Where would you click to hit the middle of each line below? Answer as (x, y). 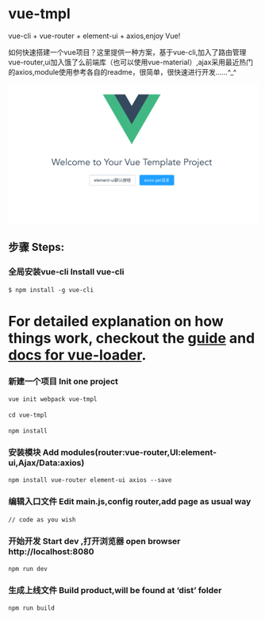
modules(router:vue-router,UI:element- (138, 452)
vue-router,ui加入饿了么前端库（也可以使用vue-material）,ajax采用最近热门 (131, 62)
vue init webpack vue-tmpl (53, 399)
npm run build (32, 608)
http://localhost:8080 (51, 551)
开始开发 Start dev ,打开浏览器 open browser (94, 541)
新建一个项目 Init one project (63, 381)
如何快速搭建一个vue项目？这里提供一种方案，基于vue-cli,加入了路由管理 (127, 52)
